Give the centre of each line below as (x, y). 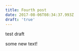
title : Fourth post (26, 10)
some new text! (21, 44)
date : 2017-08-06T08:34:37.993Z (39, 15)
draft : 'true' (20, 19)
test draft (15, 34)
